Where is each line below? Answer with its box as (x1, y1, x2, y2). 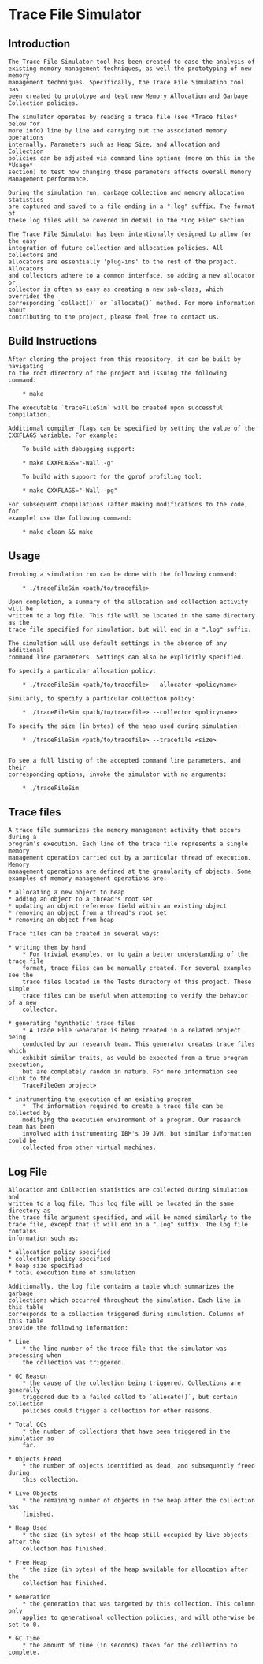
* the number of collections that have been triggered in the (22, 1427, 231, 1436)
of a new (8, 999, 37, 1007)
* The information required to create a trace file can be (22, 1102, 224, 1110)
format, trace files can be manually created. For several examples (22, 964, 252, 972)
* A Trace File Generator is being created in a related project (22, 1027, 242, 1035)
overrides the (8, 293, 55, 300)
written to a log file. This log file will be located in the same (8, 1200, 235, 1208)
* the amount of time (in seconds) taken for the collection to (22, 1642, 238, 1650)
